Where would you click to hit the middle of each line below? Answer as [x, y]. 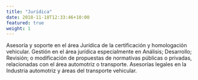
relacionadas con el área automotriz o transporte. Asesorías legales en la [97, 64]
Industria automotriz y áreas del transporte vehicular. [72, 71]
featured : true [25, 23]
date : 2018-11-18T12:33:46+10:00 [48, 17]
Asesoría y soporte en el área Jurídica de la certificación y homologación [97, 45]
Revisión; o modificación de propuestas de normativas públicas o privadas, [99, 58]
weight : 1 [19, 28]
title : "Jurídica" [29, 12]
